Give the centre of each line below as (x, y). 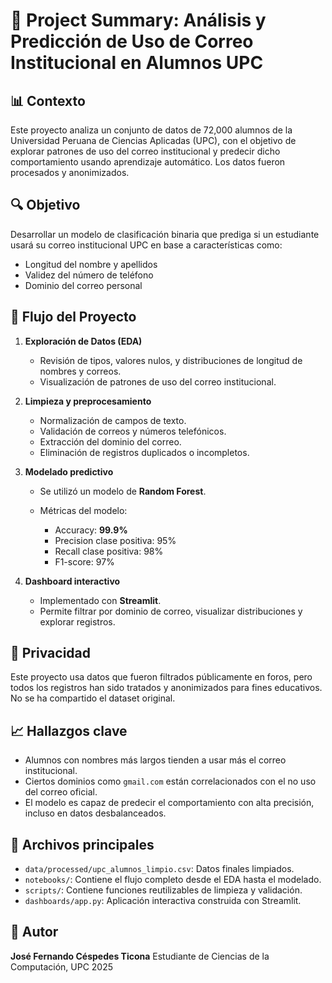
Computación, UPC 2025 (62, 966)
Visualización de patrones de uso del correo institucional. (158, 381)
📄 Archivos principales (82, 844)
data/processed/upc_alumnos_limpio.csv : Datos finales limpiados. (159, 869)
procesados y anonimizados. (70, 172)
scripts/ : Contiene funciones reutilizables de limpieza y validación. (163, 890)
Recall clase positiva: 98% (109, 551)
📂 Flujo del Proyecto (73, 317)
